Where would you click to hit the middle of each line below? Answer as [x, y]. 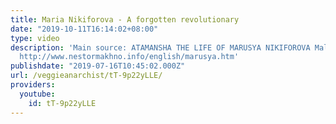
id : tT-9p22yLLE [62, 103]
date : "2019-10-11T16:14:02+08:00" [84, 29]
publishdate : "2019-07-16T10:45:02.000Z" [98, 66]
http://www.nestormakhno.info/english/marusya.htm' [129, 57]
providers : [33, 85]
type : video [35, 38]
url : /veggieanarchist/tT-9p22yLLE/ [86, 76]
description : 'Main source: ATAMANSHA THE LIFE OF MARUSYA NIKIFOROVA [160, 47]
